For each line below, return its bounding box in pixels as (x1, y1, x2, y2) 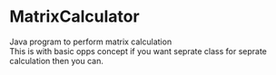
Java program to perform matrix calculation (9, 36, 172, 47)
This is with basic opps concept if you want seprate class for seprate (9, 45, 268, 56)
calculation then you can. (9, 55, 104, 66)
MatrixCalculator (9, 6, 140, 27)
